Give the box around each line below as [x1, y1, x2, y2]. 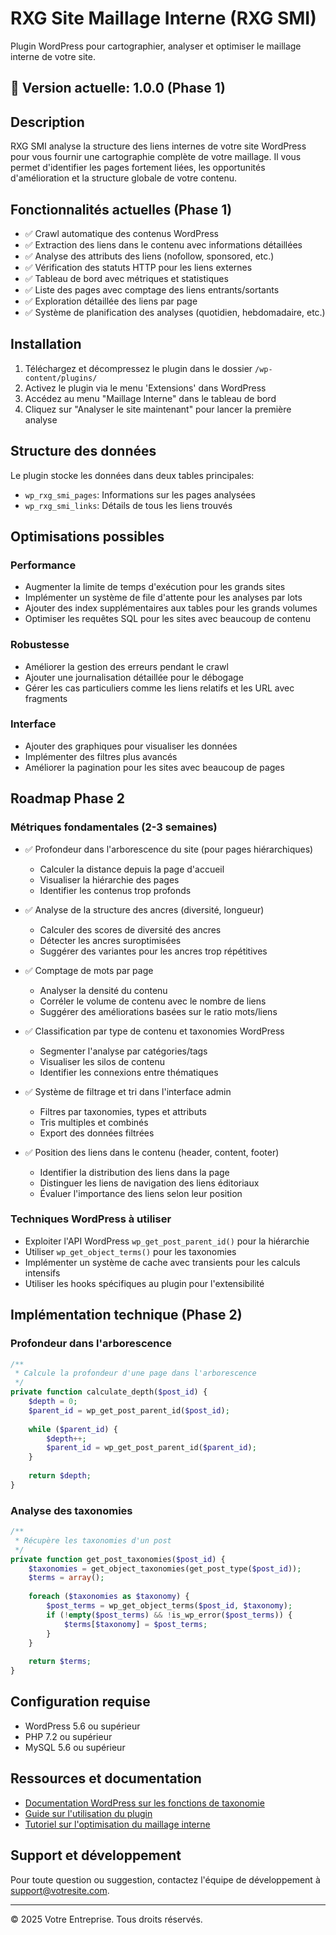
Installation [10, 336, 82, 353]
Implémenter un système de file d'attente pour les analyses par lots [24, 592, 303, 604]
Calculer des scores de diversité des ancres [39, 923, 222, 936]
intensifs [24, 1267, 61, 1279]
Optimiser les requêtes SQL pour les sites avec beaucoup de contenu [24, 613, 312, 625]
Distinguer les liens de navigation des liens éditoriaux [39, 1177, 260, 1189]
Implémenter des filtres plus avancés [24, 750, 178, 762]
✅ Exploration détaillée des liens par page [24, 295, 198, 307]
